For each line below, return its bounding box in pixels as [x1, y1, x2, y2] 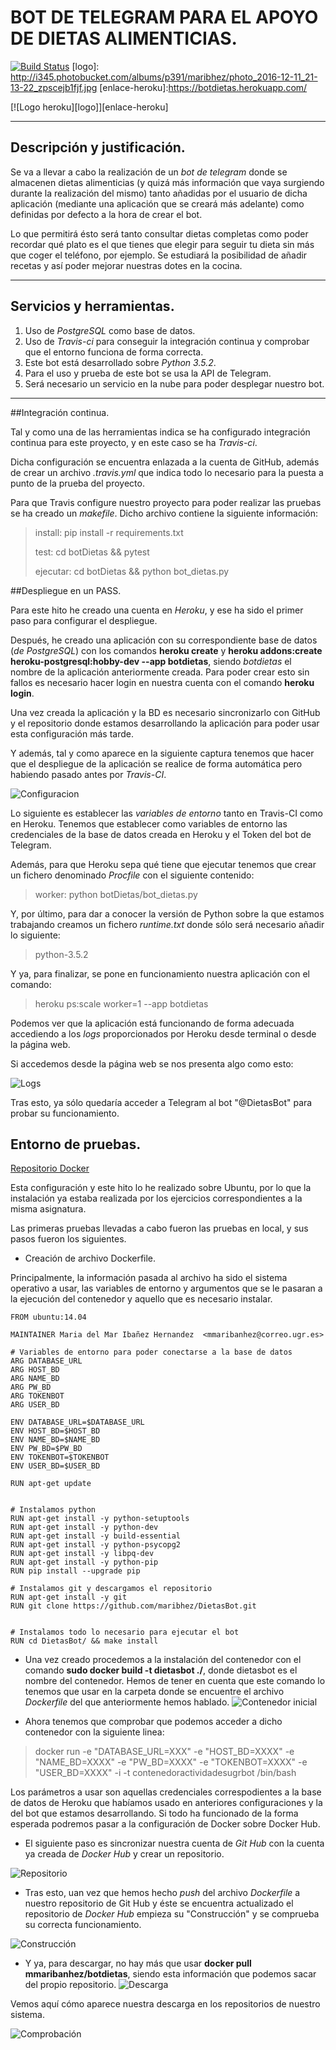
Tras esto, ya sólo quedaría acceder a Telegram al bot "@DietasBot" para [10, 1096, 313, 1108]
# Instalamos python [10, 1505, 97, 1515]
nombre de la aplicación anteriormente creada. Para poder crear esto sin [10, 666, 310, 678]
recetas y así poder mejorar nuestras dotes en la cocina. [10, 259, 243, 271]
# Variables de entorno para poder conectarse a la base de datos [10, 1347, 293, 1358]
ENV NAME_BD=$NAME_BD [10, 1435, 101, 1445]
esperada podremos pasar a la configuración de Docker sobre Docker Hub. [10, 1818, 321, 1830]
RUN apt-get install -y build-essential [10, 1531, 182, 1541]
